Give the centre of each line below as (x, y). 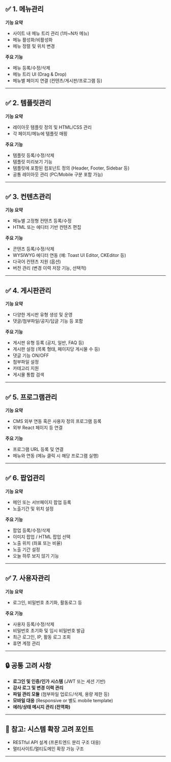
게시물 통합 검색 (28, 375)
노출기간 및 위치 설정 (33, 508)
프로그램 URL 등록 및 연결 (38, 449)
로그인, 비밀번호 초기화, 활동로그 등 (47, 602)
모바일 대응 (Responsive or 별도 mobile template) (63, 700)
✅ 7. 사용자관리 (28, 578)
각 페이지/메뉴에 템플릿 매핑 (40, 133)
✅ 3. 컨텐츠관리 (28, 197)
